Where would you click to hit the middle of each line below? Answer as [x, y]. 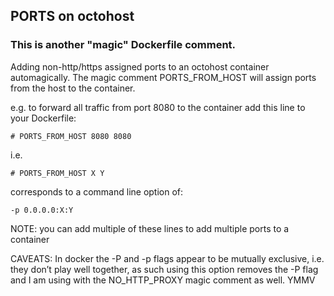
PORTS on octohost [72, 16]
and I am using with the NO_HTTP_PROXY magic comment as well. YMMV [163, 280]
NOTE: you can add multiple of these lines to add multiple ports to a [150, 228]
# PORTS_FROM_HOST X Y [57, 173]
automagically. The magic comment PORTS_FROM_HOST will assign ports [163, 77]
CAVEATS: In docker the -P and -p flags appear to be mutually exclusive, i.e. [167, 258]
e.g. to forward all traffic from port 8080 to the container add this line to [158, 107]
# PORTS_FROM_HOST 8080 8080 [71, 136]
